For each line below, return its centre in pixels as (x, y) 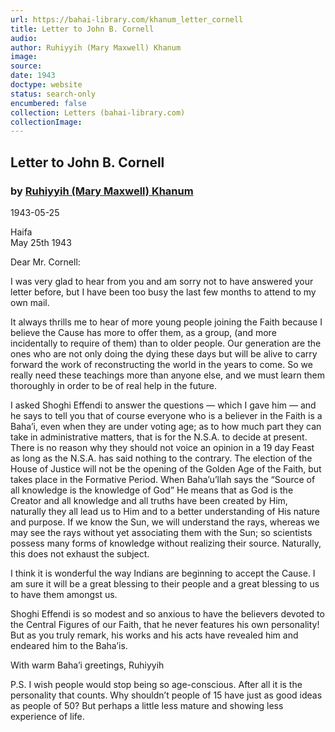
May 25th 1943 (41, 242)
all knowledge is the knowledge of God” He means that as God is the (152, 490)
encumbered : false (48, 103)
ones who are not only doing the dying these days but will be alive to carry (164, 353)
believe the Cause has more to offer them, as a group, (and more (143, 332)
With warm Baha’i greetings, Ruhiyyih (87, 665)
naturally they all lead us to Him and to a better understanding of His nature (165, 511)
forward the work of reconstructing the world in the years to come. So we (161, 364)
